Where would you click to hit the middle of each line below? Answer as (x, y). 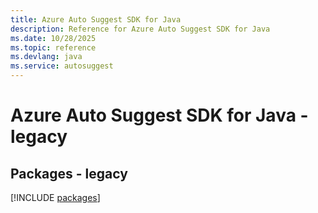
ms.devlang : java (46, 57)
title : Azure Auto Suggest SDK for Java (96, 19)
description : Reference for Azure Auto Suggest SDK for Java (140, 29)
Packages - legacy (69, 173)
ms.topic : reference (53, 47)
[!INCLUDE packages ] (55, 197)
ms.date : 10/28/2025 (53, 38)
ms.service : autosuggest (62, 66)
